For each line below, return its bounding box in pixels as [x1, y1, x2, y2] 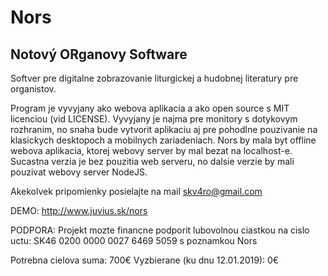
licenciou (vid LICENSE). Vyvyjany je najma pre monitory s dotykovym [10, 113, 298, 125]
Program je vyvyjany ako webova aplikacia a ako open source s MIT [10, 102, 290, 114]
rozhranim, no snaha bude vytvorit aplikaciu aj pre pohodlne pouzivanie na [10, 124, 318, 135]
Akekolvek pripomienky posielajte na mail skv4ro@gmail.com [10, 186, 263, 197]
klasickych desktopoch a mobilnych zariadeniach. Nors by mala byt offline [10, 134, 317, 146]
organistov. [10, 83, 57, 95]
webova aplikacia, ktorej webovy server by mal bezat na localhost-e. [10, 145, 293, 156]
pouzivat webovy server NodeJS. [10, 166, 148, 178]
